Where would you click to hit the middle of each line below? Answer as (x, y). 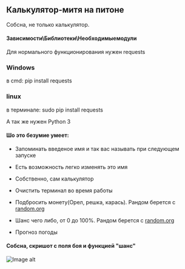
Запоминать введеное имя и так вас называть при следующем (97, 148)
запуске (25, 155)
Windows (21, 67)
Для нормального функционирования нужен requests (76, 52)
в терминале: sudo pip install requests (55, 110)
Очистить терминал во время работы (64, 190)
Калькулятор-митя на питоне (65, 10)
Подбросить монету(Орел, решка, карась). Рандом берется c (95, 202)
